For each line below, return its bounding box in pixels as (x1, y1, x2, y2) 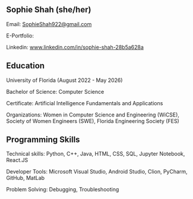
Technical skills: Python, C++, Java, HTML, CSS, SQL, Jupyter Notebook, (6, 150, 185, 157)
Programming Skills (6, 135, 80, 145)
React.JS (6, 157, 29, 164)
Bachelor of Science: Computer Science (6, 88, 105, 95)
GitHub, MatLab (6, 175, 45, 182)
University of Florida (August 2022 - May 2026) (6, 77, 123, 84)
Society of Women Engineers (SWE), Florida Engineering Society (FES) (6, 117, 179, 124)
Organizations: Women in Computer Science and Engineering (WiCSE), (6, 111, 180, 118)
